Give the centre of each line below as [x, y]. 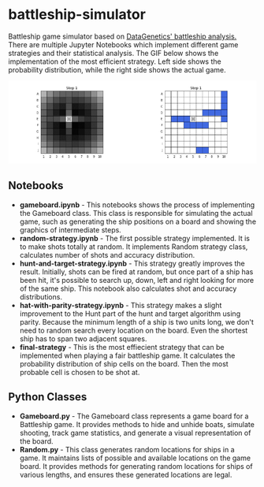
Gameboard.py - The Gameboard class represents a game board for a [134, 416]
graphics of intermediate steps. [71, 229]
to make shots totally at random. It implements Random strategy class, [134, 247]
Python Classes [48, 397]
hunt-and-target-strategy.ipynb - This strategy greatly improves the [132, 263]
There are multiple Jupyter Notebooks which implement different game [123, 44]
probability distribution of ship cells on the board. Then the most [124, 363]
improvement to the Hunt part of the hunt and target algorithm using [130, 314]
